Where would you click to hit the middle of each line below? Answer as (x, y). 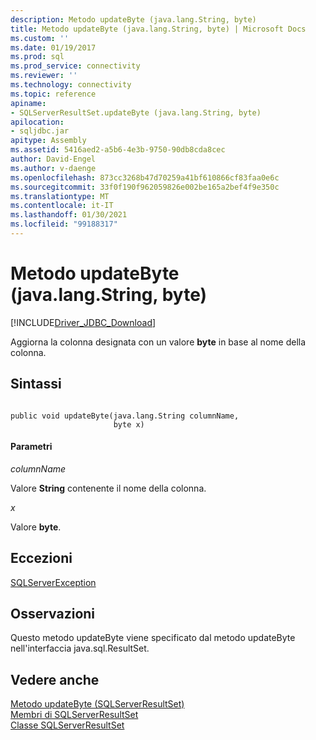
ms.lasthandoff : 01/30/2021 (69, 215)
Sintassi (36, 384)
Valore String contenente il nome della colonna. (108, 488)
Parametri (31, 447)
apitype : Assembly (48, 141)
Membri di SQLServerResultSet (74, 715)
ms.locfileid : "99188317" (64, 224)
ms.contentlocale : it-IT (62, 206)
